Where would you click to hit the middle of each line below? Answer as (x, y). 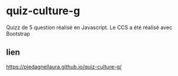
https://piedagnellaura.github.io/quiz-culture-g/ (64, 66)
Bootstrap (18, 33)
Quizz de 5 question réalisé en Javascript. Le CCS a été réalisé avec (89, 27)
